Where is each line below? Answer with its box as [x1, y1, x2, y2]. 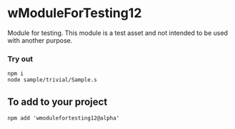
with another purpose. [7, 36, 73, 44]
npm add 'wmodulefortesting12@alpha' [7, 115, 120, 122]
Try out [7, 53, 34, 63]
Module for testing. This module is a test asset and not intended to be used [7, 29, 229, 37]
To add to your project [7, 96, 108, 108]
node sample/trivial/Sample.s [7, 76, 98, 83]
